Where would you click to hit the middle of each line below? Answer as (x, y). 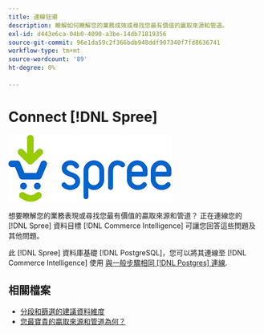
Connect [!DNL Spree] (83, 117)
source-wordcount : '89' (48, 59)
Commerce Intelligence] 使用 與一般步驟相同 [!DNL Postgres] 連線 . (118, 263)
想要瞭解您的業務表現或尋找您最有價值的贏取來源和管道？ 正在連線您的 (125, 215)
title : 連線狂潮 (33, 17)
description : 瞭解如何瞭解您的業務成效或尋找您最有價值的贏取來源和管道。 (118, 25)
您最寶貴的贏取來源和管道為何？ (73, 321)
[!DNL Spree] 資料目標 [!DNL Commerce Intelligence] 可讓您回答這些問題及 (132, 226)
